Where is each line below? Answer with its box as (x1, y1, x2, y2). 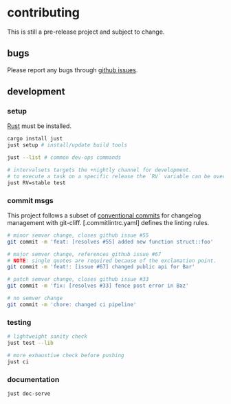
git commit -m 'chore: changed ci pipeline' (7, 301, 137, 308)
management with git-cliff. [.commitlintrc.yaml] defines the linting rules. (7, 218, 210, 226)
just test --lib (7, 339, 54, 347)
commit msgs (7, 195, 54, 205)
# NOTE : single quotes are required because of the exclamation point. (7, 257, 217, 264)
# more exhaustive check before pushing (7, 352, 125, 359)
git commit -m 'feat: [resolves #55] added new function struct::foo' (7, 238, 214, 245)
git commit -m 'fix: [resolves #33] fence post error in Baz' (7, 282, 189, 290)
